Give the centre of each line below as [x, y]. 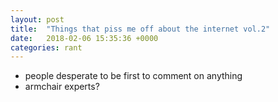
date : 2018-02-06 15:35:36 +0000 [84, 38]
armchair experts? [62, 87]
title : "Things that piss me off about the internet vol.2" [140, 29]
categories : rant [46, 47]
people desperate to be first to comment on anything [133, 76]
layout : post [37, 19]
